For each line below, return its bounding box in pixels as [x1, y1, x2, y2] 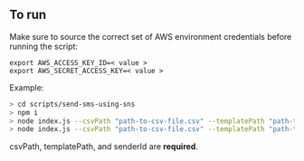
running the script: [9, 41, 79, 52]
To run [9, 7, 47, 23]
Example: [9, 81, 44, 93]
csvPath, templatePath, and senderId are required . [9, 141, 199, 152]
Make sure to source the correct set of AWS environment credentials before [9, 31, 292, 42]
